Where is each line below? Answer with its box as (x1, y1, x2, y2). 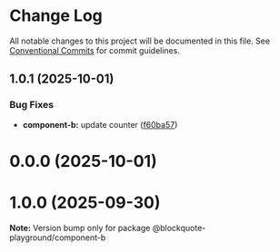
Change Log (9, 5, 103, 26)
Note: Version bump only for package (9, 222, 151, 233)
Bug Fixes (9, 99, 55, 111)
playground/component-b (9, 232, 106, 243)
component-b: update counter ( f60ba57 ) (22, 119, 178, 130)
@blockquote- (152, 222, 206, 233)
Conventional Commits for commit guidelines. (9, 44, 180, 55)
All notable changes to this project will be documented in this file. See (9, 35, 271, 46)
